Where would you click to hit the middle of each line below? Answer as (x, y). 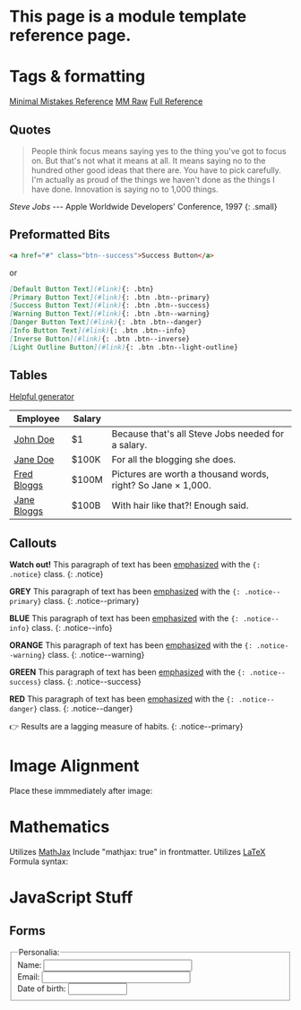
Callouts (33, 543)
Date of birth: (42, 988)
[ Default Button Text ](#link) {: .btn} (82, 289)
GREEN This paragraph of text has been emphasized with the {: (128, 672)
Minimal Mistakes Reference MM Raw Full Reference (106, 101)
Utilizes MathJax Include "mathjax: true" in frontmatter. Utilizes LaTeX (138, 852)
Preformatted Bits (60, 235)
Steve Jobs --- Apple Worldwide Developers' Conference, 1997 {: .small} (143, 206)
